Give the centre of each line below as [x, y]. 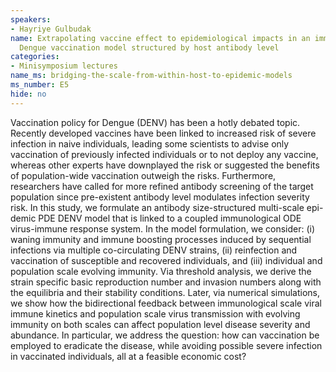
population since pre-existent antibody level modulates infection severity [160, 197]
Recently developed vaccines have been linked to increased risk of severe [163, 133]
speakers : [31, 19]
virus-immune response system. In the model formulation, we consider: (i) [163, 228]
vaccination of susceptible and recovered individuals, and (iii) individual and [166, 260]
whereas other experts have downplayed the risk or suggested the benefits [165, 165]
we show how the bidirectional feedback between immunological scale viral [166, 303]
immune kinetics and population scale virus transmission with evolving [155, 313]
